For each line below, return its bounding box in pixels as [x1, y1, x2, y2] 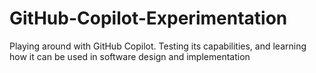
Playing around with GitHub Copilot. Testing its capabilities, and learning [9, 40, 307, 52]
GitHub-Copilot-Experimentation [9, 7, 288, 30]
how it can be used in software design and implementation [9, 50, 251, 62]
